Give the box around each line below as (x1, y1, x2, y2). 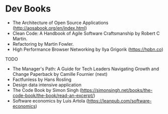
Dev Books (5, 3, 51, 15)
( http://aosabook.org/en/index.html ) (12, 25, 87, 31)
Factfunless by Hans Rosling (12, 76, 72, 82)
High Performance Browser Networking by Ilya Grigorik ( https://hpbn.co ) (12, 46, 163, 52)
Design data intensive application (12, 81, 81, 88)
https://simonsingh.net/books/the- (81, 87, 153, 93)
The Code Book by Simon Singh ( (12, 87, 81, 93)
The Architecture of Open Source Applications (12, 20, 109, 26)
